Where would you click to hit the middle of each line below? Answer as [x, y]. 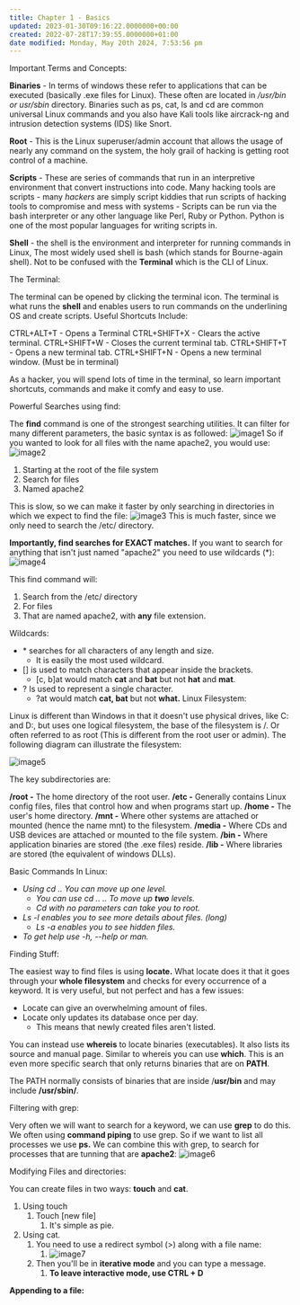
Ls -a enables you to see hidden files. [106, 928]
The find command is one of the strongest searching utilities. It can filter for [150, 424]
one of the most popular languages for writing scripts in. [114, 226]
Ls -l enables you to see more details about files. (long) [124, 918]
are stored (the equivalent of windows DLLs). [93, 854]
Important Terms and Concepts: [68, 68]
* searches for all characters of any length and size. [118, 651]
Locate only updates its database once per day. [110, 1017]
